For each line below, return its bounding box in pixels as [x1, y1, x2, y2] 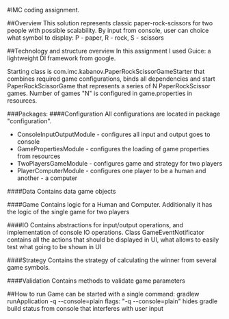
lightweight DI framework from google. [7, 54, 116, 62]
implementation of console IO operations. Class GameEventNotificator [7, 229, 205, 236]
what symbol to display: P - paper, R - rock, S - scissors [7, 34, 164, 42]
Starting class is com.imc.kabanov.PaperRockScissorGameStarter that [7, 68, 205, 75]
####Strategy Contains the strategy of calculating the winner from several [7, 256, 217, 264]
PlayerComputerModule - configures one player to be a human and [16, 167, 206, 175]
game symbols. [7, 264, 51, 271]
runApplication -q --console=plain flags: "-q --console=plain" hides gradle [7, 297, 218, 305]
